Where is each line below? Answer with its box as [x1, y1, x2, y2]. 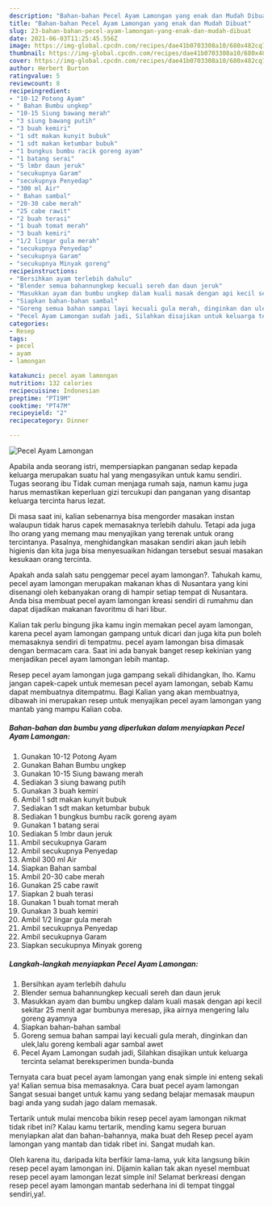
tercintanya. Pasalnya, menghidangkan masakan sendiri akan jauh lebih [9, 538, 247, 547]
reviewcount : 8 [9, 79, 61, 87]
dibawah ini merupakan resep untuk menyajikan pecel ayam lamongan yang [9, 696, 262, 705]
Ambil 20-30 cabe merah [20, 871, 105, 881]
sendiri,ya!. [9, 1188, 47, 1199]
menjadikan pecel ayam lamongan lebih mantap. [9, 655, 170, 664]
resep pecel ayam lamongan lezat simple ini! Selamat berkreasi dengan [9, 1171, 246, 1181]
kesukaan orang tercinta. [9, 555, 92, 564]
